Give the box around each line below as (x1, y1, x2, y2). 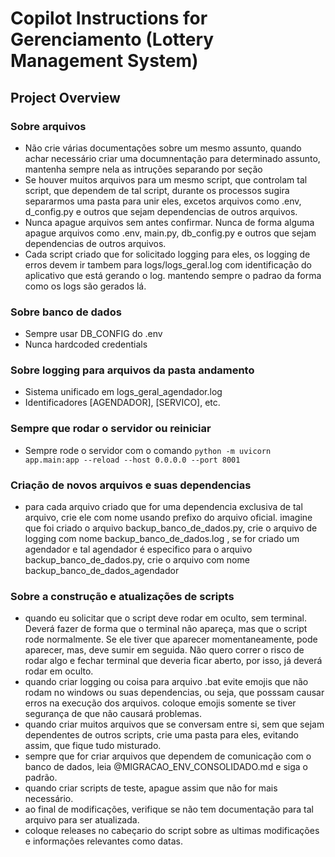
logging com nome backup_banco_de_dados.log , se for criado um (24, 533, 300, 545)
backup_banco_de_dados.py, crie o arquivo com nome (24, 554, 250, 566)
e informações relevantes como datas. (24, 835, 183, 847)
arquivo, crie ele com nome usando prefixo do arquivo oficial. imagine (24, 512, 313, 524)
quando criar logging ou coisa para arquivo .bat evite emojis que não (24, 676, 309, 688)
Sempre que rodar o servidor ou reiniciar (10, 422, 212, 436)
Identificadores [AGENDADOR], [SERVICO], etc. (24, 397, 221, 409)
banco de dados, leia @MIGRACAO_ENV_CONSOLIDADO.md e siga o (24, 761, 308, 773)
